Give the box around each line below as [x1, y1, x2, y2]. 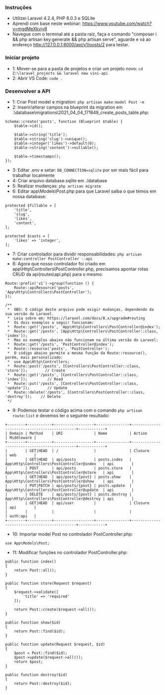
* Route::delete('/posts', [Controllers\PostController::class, [7, 390, 145, 395]
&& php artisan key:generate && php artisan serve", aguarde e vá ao [12, 36, 151, 42]
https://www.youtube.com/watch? [82, 20, 152, 26]
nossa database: [12, 193, 47, 199]
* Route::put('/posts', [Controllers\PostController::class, [7, 381, 139, 386]
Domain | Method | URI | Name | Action [9, 431, 148, 436]
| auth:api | [5, 513, 37, 519]
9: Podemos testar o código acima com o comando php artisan [12, 407, 143, 413]
